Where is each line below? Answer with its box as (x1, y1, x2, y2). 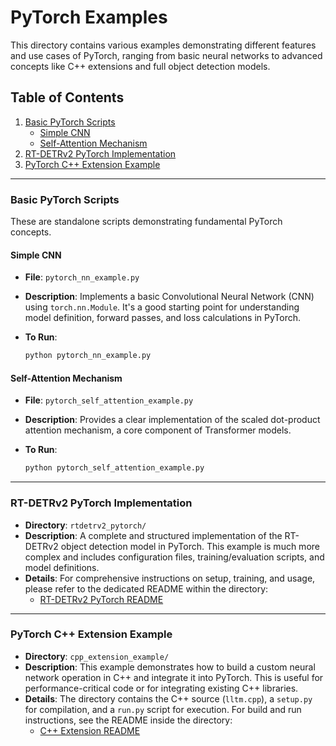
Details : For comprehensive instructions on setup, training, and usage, (24, 572, 316, 584)
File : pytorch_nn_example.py (24, 271, 140, 283)
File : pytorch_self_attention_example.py (24, 394, 194, 406)
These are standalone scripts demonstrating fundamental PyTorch (10, 216, 283, 228)
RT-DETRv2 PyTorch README (39, 593, 164, 605)
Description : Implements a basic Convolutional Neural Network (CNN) (24, 291, 315, 303)
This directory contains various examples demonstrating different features (10, 39, 317, 51)
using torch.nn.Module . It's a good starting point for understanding (24, 301, 300, 313)
